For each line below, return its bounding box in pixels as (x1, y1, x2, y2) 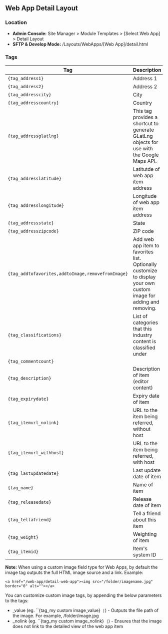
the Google (132, 151, 159, 158)
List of (132, 312, 148, 320)
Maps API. (132, 157, 157, 164)
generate (132, 126, 154, 133)
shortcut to (132, 120, 159, 127)
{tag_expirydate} (7, 396, 49, 402)
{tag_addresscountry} (7, 100, 59, 106)
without (132, 425, 151, 432)
